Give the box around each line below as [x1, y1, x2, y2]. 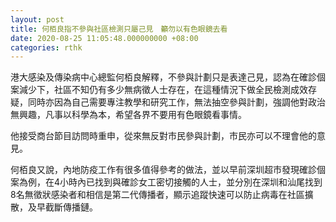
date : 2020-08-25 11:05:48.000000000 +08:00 [10, 33, 199, 43]
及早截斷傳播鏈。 [27, 201, 98, 213]
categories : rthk [10, 42, 83, 53]
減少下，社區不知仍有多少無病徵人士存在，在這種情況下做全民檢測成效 [18, 84, 308, 96]
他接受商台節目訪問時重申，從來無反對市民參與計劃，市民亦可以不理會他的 [10, 130, 317, 142]
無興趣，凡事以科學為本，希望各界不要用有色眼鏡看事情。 [10, 109, 247, 121]
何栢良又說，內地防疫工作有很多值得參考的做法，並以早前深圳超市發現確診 [10, 164, 317, 176]
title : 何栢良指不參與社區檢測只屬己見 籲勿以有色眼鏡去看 [10, 24, 228, 34]
